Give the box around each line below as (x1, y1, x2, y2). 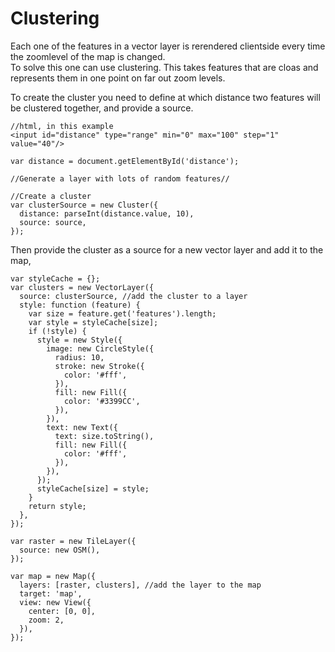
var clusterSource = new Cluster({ (10, 200, 159, 210)
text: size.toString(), (54, 431, 155, 441)
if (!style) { (28, 326, 87, 336)
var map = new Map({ (10, 571, 97, 581)
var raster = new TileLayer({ (10, 536, 137, 546)
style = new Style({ (36, 335, 123, 345)
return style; (28, 501, 87, 511)
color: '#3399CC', (63, 396, 141, 406)
